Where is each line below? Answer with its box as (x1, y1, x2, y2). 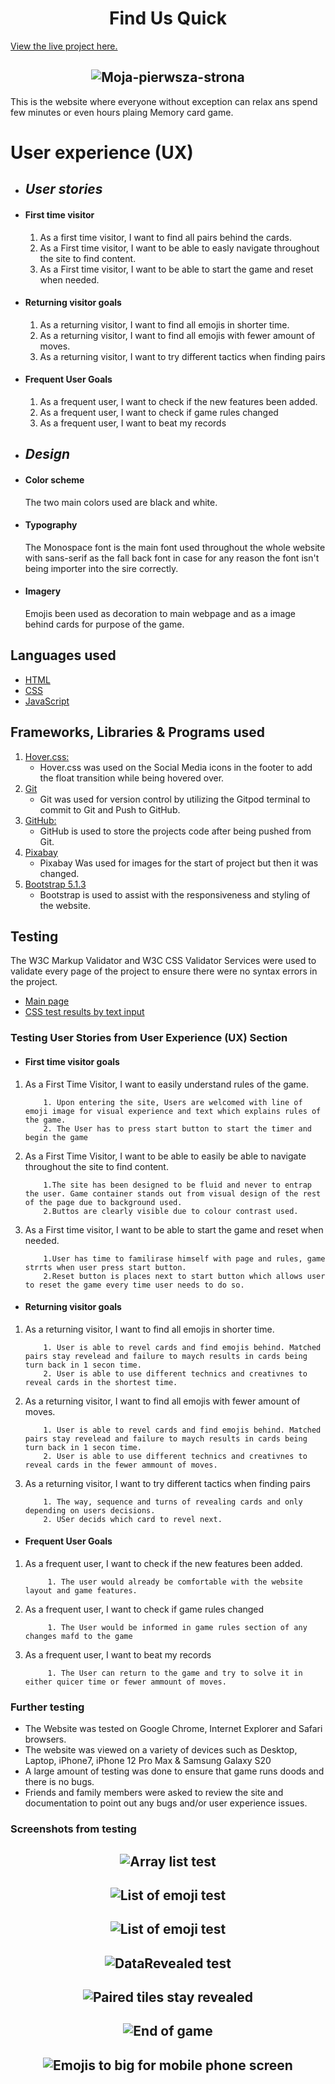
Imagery (24, 585, 62, 597)
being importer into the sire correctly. (24, 562, 179, 574)
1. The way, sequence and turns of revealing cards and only (43, 1497, 303, 1507)
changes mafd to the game (24, 1631, 133, 1641)
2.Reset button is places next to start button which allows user (43, 1271, 326, 1281)
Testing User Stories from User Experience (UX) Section (10, 1031, 288, 1045)
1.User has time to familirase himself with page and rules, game (43, 1253, 326, 1264)
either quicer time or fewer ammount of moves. (24, 1677, 227, 1687)
